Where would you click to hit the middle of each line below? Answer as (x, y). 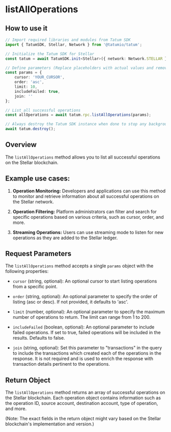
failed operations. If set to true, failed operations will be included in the (87, 333)
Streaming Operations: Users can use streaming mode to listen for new (88, 232)
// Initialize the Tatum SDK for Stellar (50, 54)
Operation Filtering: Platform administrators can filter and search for (84, 211)
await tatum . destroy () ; (31, 129)
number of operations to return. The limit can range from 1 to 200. (82, 317)
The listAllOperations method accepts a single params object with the (79, 266)
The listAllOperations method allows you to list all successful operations (83, 157)
